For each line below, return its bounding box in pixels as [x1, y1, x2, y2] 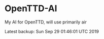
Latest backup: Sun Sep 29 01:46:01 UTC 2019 [4, 28, 99, 34]
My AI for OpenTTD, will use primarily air [4, 19, 87, 25]
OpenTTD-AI [4, 3, 57, 14]
